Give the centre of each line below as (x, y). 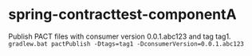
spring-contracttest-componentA (122, 15)
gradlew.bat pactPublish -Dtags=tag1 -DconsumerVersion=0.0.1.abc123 (126, 44)
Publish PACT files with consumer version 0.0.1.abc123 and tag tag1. (120, 36)
